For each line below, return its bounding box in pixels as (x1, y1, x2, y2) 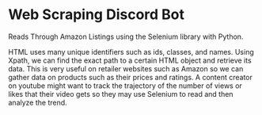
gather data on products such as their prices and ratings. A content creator (8, 72, 253, 82)
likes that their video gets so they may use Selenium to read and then (8, 89, 234, 98)
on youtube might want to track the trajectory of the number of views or (8, 81, 243, 90)
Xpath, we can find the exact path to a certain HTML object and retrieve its (8, 56, 252, 65)
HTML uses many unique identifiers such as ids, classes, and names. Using (8, 47, 255, 56)
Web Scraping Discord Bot (8, 6, 184, 24)
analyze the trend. (8, 98, 67, 107)
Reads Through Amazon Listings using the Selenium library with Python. (8, 32, 244, 41)
